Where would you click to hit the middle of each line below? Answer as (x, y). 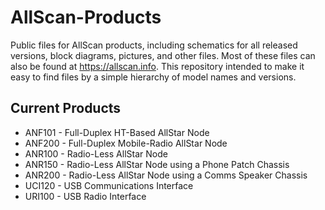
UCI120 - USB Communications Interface (109, 185)
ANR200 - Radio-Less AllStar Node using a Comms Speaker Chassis (166, 175)
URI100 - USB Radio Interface (85, 196)
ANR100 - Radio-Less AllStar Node (96, 153)
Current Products (66, 108)
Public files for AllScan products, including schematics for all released (154, 45)
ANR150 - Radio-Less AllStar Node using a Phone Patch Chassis (157, 164)
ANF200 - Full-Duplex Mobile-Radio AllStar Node (126, 143)
